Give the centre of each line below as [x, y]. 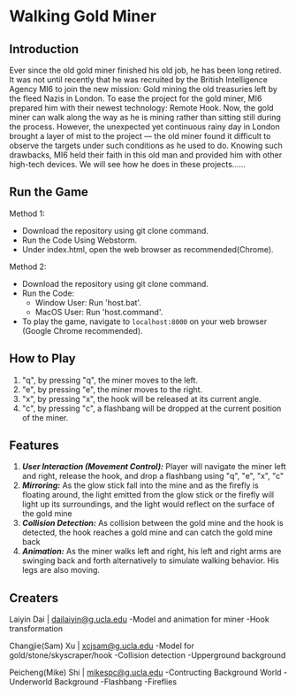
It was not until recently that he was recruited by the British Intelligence [138, 80]
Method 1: [27, 213]
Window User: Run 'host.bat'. [88, 302]
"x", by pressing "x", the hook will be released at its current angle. [141, 398]
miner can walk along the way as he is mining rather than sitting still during [145, 117]
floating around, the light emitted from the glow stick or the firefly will [148, 495]
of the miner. [45, 417]
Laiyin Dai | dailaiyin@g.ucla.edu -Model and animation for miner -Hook [139, 619]
